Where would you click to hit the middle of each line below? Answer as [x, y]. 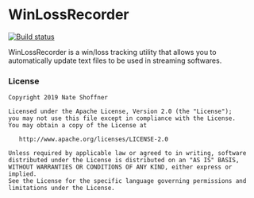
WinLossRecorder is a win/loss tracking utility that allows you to [112, 52]
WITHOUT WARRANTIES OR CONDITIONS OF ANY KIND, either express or [120, 167]
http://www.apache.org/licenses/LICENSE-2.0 [94, 140]
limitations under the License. [62, 188]
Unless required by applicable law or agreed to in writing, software [127, 153]
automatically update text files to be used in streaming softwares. [115, 60]
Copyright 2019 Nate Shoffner [58, 98]
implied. [23, 174]
